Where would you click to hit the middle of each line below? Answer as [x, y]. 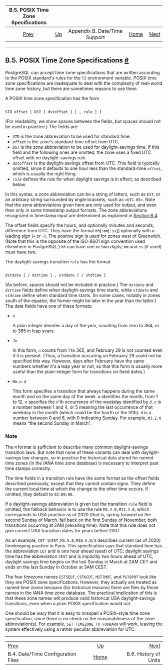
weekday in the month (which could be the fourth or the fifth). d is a [82, 412]
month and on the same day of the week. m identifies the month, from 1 [85, 396]
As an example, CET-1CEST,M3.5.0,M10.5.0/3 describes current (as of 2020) [83, 540]
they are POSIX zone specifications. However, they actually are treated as [81, 582]
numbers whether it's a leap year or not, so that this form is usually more [87, 366]
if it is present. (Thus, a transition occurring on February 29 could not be [87, 355]
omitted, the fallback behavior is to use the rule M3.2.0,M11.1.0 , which [77, 509]
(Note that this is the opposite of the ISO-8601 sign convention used [75, 241]
